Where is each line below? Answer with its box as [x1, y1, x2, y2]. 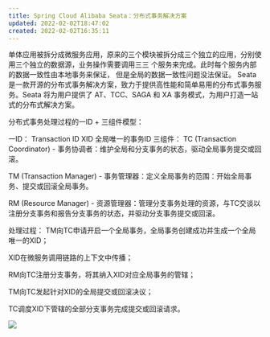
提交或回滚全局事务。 [22, 182, 93, 191]
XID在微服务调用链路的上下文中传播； [8, 253, 133, 262]
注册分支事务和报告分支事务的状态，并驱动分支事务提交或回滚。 [8, 208, 219, 218]
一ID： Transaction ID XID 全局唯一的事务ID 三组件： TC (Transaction [8, 134, 237, 144]
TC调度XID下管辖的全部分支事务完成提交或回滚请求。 [8, 304, 185, 314]
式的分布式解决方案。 [8, 100, 79, 109]
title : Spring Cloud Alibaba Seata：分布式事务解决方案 [8, 11, 187, 20]
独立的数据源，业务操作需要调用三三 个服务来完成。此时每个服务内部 [29, 60, 257, 69]
